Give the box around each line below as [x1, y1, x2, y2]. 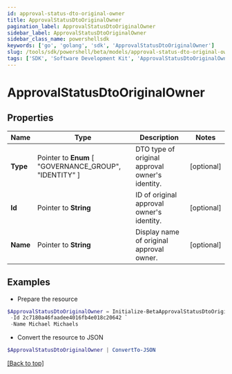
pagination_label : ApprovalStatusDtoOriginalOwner [7, 23, 156, 30]
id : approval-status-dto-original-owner [7, 10, 126, 17]
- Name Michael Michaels [10, 321, 79, 328]
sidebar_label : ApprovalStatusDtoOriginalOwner [7, 29, 147, 37]
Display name [135, 227, 180, 237]
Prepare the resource [17, 295, 78, 303]
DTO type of [135, 144, 175, 154]
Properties [7, 112, 54, 124]
